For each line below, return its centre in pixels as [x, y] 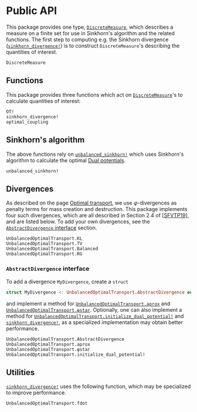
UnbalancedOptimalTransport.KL [44, 239]
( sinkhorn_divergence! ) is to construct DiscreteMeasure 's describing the [93, 46]
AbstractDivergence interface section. [52, 228]
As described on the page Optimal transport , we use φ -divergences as [91, 203]
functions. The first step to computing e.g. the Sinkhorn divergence [87, 39]
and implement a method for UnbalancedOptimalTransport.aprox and [88, 304]
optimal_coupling [27, 122]
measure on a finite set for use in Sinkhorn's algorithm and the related [90, 33]
